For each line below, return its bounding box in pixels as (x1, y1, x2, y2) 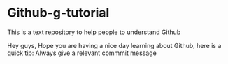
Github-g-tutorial (7, 5, 110, 21)
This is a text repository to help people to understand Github (7, 28, 181, 36)
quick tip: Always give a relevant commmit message (7, 49, 157, 57)
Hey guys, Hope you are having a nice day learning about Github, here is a (7, 41, 222, 49)
